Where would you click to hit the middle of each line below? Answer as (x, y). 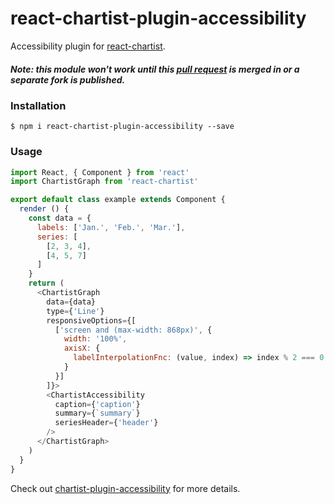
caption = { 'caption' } (97, 404)
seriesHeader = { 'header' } (106, 423)
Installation (38, 105)
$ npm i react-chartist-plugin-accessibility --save (122, 127)
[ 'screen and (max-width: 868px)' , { (133, 330)
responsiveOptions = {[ (91, 320)
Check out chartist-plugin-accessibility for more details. (125, 488)
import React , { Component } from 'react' (100, 172)
